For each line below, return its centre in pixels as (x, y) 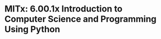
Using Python (32, 29)
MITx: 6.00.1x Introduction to (64, 9)
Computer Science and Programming (80, 19)
